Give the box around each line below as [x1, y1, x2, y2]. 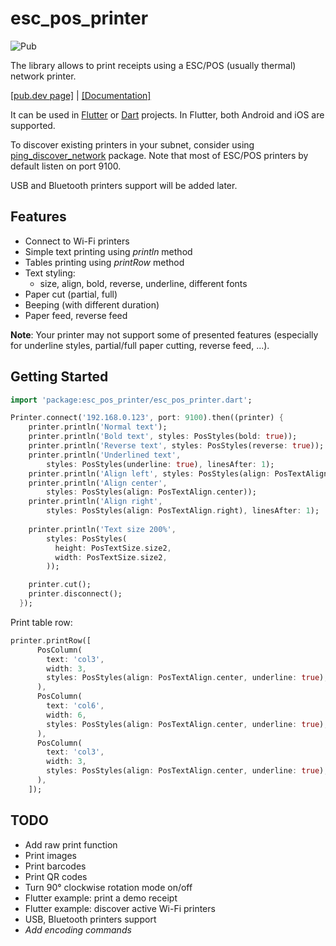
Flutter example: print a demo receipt [24, 892, 178, 904]
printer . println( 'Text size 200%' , [28, 524, 177, 534]
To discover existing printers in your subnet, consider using [10, 138, 255, 151]
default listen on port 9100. [10, 160, 122, 172]
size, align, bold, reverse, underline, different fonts [39, 277, 248, 289]
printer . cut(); [28, 580, 92, 590]
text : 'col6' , [46, 701, 105, 711]
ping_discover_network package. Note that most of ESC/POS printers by [10, 149, 309, 161]
